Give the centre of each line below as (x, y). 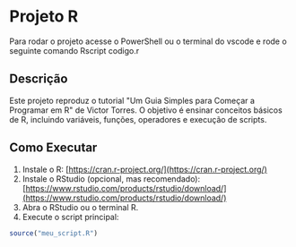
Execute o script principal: (70, 217)
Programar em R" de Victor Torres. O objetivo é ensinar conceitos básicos (146, 110)
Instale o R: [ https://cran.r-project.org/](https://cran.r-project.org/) (144, 169)
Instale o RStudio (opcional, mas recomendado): (111, 179)
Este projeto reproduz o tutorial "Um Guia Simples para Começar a (132, 100)
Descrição (39, 79)
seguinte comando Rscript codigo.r (74, 50)
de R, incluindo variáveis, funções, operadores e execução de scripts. (138, 119)
